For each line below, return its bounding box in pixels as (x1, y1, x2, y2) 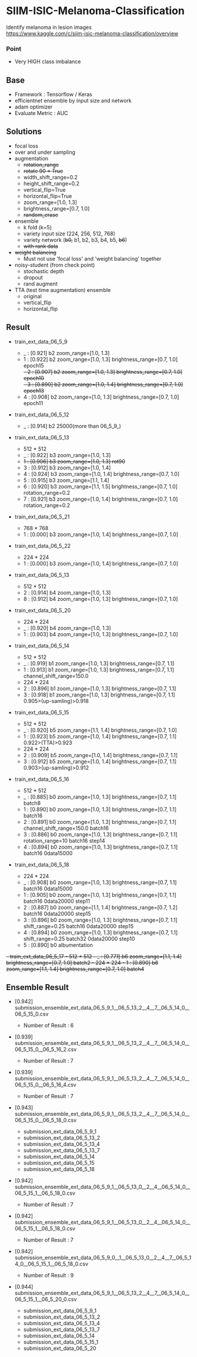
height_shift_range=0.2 (23, 180, 79, 187)
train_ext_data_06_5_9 (14, 338, 68, 345)
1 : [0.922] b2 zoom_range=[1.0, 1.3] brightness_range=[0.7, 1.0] (23, 356, 178, 363)
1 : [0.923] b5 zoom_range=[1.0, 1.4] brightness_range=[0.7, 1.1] (23, 732, 177, 740)
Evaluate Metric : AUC (14, 110, 69, 117)
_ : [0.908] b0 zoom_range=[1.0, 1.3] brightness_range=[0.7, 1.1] (23, 879, 177, 886)
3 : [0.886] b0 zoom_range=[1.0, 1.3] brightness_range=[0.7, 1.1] (23, 830, 178, 838)
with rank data (23, 242, 59, 249)
